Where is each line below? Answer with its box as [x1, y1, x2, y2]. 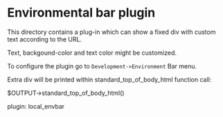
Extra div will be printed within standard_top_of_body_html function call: [7, 75, 212, 84]
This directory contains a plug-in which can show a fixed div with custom [7, 28, 216, 36]
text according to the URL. [7, 35, 82, 43]
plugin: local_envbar [7, 102, 65, 110]
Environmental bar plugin [7, 5, 156, 21]
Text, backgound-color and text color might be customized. [7, 48, 177, 57]
